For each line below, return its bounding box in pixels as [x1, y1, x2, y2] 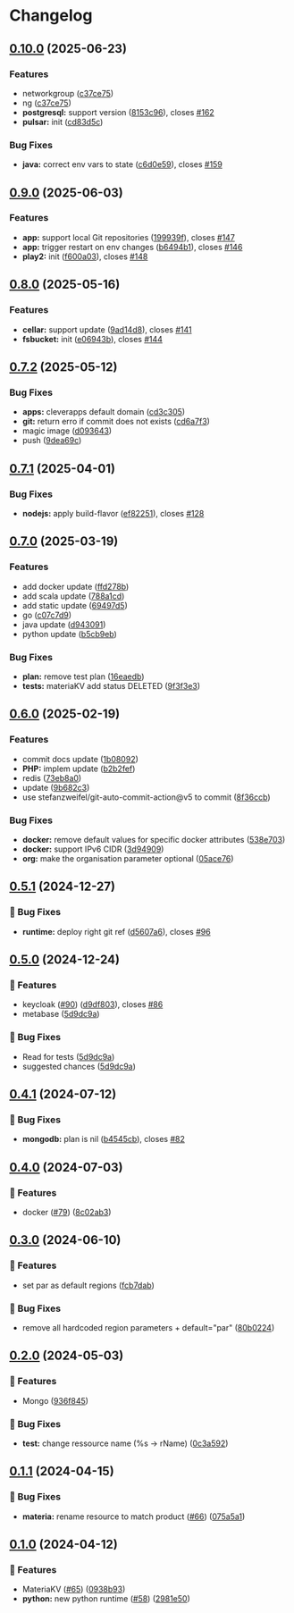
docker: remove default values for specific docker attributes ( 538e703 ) [21, 834, 286, 844]
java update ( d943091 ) [21, 618, 106, 630]
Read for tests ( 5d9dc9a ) [21, 1051, 115, 1062]
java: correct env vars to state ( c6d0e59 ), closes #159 [21, 159, 223, 170]
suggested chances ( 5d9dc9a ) [21, 1061, 137, 1071]
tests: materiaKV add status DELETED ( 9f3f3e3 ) [21, 680, 201, 691]
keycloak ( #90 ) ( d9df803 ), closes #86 [21, 999, 164, 1010]
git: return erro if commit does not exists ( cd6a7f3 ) [21, 416, 210, 427]
